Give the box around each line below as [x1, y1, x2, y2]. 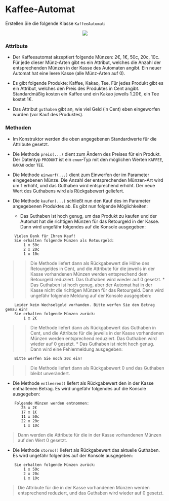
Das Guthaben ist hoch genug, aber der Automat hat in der [30, 282, 153, 288]
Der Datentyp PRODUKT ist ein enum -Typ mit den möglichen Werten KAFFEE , [12, 156, 163, 162]
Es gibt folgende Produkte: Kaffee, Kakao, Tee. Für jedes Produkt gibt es [12, 80, 163, 86]
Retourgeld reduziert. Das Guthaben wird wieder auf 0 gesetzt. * [30, 276, 165, 282]
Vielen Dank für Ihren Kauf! [14, 233, 76, 239]
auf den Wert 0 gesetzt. [17, 437, 67, 443]
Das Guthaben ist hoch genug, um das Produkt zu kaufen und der [20, 213, 157, 219]
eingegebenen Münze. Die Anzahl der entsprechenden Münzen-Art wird [12, 177, 163, 183]
